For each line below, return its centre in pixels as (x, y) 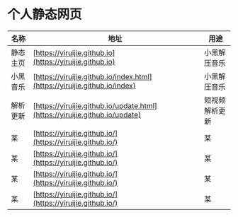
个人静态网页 (45, 14)
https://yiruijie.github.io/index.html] (94, 76)
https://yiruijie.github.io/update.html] (97, 105)
